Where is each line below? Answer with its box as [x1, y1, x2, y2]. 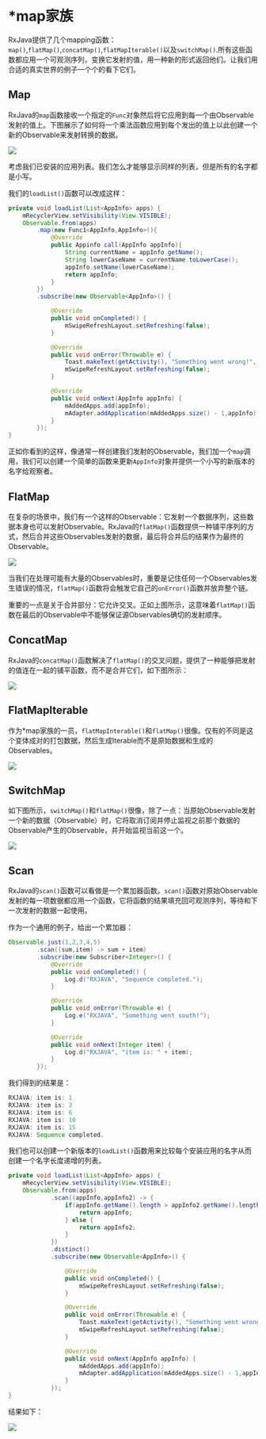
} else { [64, 1216, 93, 1224]
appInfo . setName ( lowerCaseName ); [64, 263, 176, 271]
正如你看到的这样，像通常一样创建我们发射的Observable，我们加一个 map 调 [8, 447, 251, 456]
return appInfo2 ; [78, 1223, 136, 1231]
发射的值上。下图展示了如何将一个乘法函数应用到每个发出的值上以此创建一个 [8, 120, 258, 129]
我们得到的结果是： [8, 1078, 71, 1088]
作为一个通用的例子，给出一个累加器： [8, 922, 133, 932]
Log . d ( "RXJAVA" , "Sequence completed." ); [64, 975, 203, 983]
